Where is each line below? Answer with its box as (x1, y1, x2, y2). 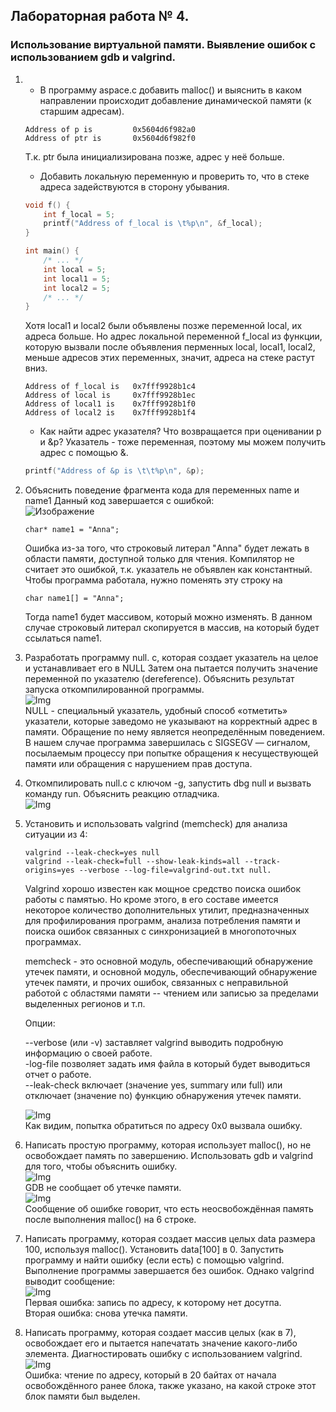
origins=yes (24, 865, 75, 876)
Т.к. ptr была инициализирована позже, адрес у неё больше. (24, 150, 285, 163)
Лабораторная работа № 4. (10, 8, 190, 25)
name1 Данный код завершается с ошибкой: (24, 495, 215, 507)
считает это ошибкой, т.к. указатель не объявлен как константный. (24, 564, 313, 576)
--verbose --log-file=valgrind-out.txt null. (78, 865, 272, 876)
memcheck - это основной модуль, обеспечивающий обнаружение (24, 955, 313, 968)
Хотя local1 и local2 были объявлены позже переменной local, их (24, 320, 303, 332)
